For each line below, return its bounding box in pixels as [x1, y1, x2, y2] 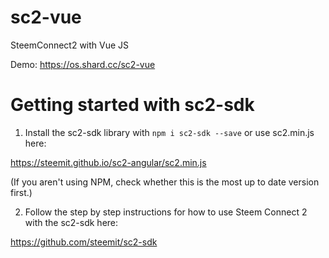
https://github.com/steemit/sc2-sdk [10, 236, 158, 248]
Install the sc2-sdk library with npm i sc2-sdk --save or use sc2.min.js [24, 126, 315, 138]
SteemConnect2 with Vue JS [10, 39, 130, 51]
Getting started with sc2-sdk [10, 94, 255, 116]
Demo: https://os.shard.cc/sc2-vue [10, 58, 156, 70]
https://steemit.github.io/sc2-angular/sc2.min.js [10, 156, 207, 168]
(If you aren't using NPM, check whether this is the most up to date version [10, 176, 320, 188]
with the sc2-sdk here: [24, 216, 119, 228]
